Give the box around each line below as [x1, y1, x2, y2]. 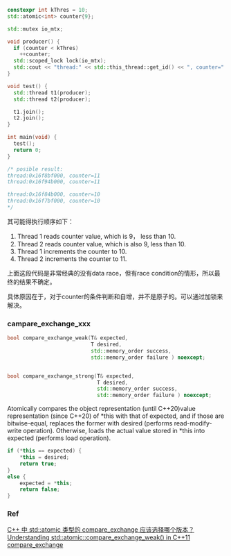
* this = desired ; [19, 454, 70, 461]
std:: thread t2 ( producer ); [13, 96, 91, 103]
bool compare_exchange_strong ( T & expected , [7, 372, 135, 380]
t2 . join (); [13, 115, 45, 121]
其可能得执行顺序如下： [7, 217, 74, 226]
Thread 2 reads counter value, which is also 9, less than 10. [17, 239, 187, 248]
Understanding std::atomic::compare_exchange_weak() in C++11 [7, 533, 190, 541]
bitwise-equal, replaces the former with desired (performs [7, 419, 173, 428]
